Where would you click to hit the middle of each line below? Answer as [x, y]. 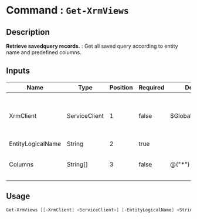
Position [121, 87]
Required [152, 87]
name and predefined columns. [44, 52]
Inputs [18, 71]
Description [28, 32]
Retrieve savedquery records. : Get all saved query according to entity [92, 46]
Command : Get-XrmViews [67, 10]
